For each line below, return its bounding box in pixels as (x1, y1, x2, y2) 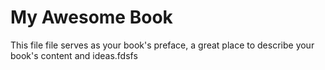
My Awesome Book (10, 6, 173, 29)
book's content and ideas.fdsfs (10, 49, 138, 61)
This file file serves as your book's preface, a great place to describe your (10, 39, 315, 51)
